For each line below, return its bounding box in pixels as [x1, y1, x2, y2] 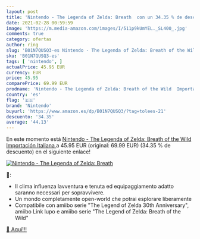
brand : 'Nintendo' [6, 102, 52, 109]
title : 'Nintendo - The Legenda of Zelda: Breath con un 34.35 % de [6, 14, 183, 20]
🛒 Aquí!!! [6, 226, 27, 233]
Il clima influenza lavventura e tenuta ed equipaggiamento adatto [14, 183, 174, 190]
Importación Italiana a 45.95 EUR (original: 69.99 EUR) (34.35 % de [6, 142, 171, 149]
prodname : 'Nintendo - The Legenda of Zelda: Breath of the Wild [6, 86, 171, 92]
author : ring [6, 42, 39, 48]
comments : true [6, 31, 44, 37]
